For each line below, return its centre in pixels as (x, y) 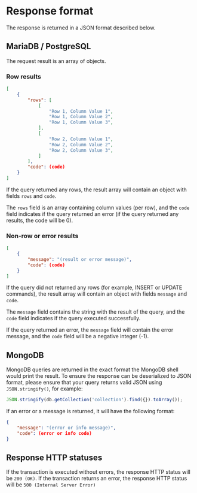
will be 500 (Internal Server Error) (51, 485)
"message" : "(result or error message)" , (80, 259)
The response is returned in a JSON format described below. (81, 28)
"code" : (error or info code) (55, 433)
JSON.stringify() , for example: (44, 389)
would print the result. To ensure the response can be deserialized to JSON (99, 376)
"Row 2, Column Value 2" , (81, 145)
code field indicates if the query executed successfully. (73, 318)
